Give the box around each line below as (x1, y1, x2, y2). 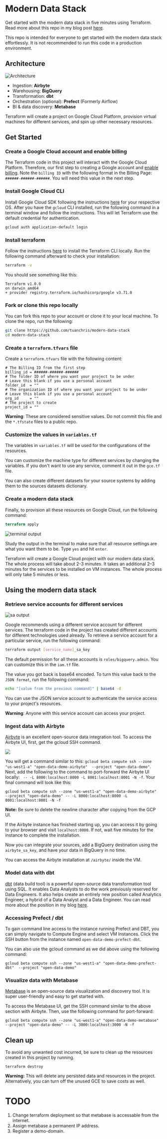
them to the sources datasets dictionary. (5, 483, 88, 489)
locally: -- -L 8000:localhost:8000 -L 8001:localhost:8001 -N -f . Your (5, 774, 156, 780)
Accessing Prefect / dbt (5, 914, 64, 921)
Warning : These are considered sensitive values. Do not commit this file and (5, 414, 162, 420)
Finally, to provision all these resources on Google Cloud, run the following (5, 507, 158, 513)
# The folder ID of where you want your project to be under (5, 374, 135, 379)
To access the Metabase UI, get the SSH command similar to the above (5, 1003, 151, 1009)
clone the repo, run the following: (5, 318, 73, 324)
